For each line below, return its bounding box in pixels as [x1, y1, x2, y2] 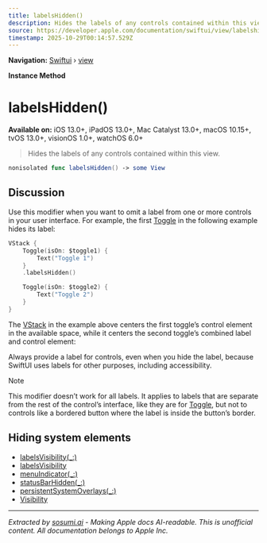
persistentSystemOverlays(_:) [19, 486, 117, 495]
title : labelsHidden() [8, 11, 83, 20]
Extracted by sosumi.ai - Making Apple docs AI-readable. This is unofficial [8, 517, 253, 526]
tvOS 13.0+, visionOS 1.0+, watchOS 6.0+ [8, 133, 144, 143]
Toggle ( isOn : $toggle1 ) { [22, 247, 109, 255]
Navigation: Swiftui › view [8, 56, 94, 65]
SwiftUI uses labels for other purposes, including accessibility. [8, 360, 212, 370]
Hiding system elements [8, 431, 131, 445]
